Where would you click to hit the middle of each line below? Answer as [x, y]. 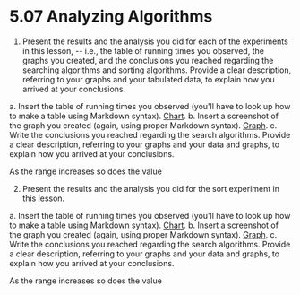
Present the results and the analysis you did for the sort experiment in [151, 188]
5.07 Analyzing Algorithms [111, 17]
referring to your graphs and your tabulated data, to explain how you [148, 79]
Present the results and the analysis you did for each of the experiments [155, 41]
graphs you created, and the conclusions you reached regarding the [148, 60]
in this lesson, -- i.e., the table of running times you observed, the [143, 50]
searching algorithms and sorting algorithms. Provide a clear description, [157, 70]
